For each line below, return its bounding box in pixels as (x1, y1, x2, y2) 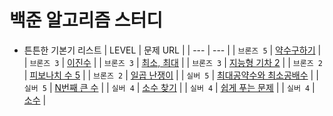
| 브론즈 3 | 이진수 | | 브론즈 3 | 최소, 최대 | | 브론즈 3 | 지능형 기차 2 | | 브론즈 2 (23, 56, 323, 68)
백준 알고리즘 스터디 (9, 9, 164, 32)
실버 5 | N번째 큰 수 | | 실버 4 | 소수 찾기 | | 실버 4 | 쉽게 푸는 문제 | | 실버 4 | (23, 81, 316, 93)
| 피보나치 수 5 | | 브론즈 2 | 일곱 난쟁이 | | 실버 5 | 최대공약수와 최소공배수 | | (23, 69, 319, 81)
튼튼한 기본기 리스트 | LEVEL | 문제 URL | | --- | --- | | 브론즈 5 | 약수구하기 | (23, 44, 322, 56)
